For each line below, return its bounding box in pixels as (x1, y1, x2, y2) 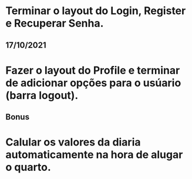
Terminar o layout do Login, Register (5, 4, 186, 18)
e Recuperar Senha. (5, 16, 104, 30)
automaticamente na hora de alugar (5, 148, 183, 161)
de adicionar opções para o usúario (5, 76, 181, 89)
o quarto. (5, 161, 51, 174)
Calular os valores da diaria (5, 135, 141, 149)
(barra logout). (5, 88, 79, 102)
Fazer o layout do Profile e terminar (5, 64, 180, 77)
